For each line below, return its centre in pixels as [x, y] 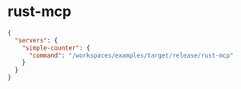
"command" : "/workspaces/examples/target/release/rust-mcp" [131, 55]
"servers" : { [36, 40]
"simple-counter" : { [56, 48]
